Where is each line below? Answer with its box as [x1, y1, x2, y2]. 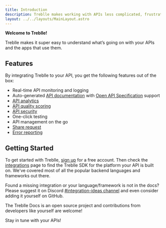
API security [12, 109, 38, 114]
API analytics [12, 98, 39, 104]
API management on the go [12, 119, 68, 125]
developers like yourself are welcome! [5, 208, 83, 214]
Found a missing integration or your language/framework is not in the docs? [5, 182, 160, 188]
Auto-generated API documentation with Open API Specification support [12, 93, 160, 99]
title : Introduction [5, 7, 48, 12]
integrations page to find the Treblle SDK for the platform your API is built [5, 162, 154, 168]
